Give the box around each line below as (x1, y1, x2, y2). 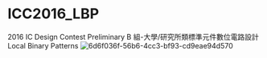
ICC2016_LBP (7, 5, 100, 23)
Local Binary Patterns (7, 41, 79, 50)
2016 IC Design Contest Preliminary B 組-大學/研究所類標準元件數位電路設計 (7, 32, 259, 41)
